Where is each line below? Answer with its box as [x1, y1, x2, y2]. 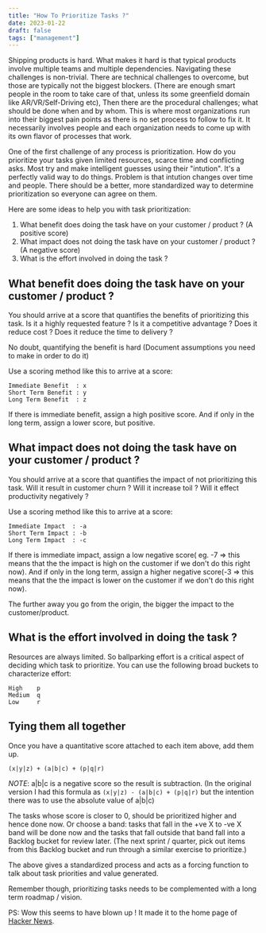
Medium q [8, 691, 41, 699]
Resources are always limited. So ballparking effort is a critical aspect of [8, 652, 245, 661]
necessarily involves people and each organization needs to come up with [8, 123, 251, 133]
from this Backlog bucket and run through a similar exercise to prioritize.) [8, 844, 248, 854]
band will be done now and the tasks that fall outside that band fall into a [8, 827, 246, 837]
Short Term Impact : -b [8, 529, 87, 537]
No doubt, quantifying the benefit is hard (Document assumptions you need [8, 343, 256, 352]
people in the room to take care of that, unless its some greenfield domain [8, 89, 250, 99]
